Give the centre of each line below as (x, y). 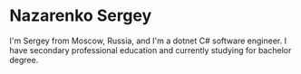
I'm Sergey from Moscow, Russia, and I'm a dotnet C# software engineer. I (148, 41)
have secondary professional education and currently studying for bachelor (150, 50)
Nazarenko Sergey (81, 16)
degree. (24, 60)
